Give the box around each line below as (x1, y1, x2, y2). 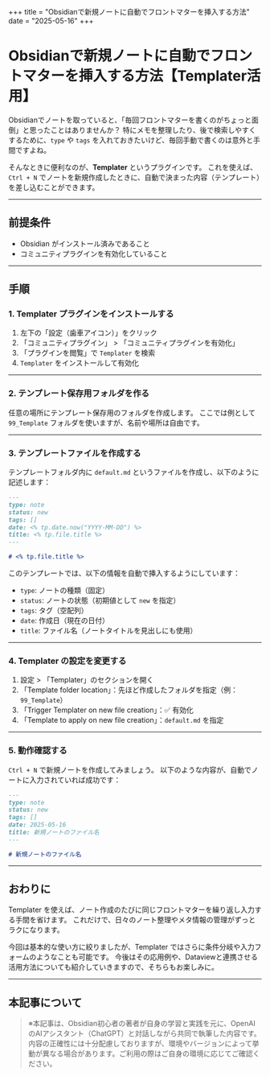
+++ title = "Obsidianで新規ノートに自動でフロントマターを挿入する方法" (8, 7, 251, 16)
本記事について (8, 996, 83, 1009)
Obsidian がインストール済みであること (19, 238, 150, 248)
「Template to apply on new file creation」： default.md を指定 (19, 715, 224, 725)
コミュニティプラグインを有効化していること (19, 249, 168, 258)
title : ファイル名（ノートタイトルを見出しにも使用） (19, 626, 198, 636)
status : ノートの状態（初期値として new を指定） (19, 596, 181, 605)
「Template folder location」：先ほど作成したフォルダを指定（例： (19, 685, 239, 695)
